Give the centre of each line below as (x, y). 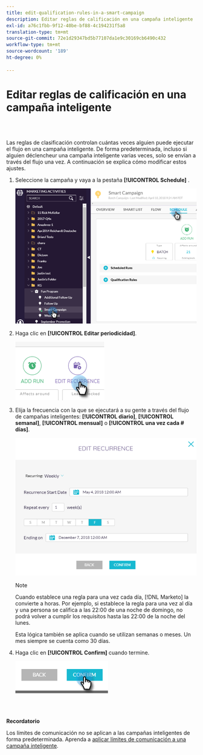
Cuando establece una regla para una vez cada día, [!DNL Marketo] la (102, 597)
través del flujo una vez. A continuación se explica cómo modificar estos (96, 162)
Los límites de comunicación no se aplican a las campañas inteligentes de (98, 733)
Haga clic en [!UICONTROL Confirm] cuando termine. (82, 652)
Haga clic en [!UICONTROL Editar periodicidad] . (76, 333)
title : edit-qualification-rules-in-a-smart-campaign (76, 13)
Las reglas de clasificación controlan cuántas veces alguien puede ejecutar (100, 142)
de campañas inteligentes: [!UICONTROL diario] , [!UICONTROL (94, 416)
